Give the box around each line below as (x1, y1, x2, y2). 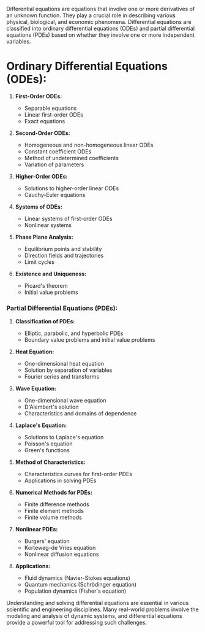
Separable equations (24, 104, 77, 112)
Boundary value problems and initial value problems (24, 336, 155, 344)
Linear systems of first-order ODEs (24, 215, 113, 222)
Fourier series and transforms (24, 373, 100, 380)
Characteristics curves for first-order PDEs (24, 471, 133, 478)
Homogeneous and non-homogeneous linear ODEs (24, 141, 154, 148)
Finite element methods (24, 507, 84, 515)
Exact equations (24, 117, 65, 125)
